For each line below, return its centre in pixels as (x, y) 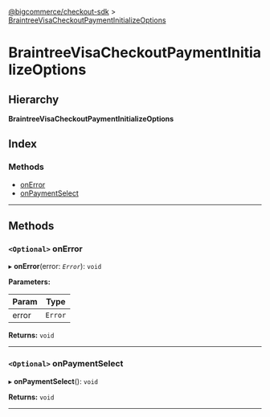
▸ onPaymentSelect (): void (53, 381)
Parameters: (29, 282)
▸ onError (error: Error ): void (55, 266)
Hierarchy (34, 99)
